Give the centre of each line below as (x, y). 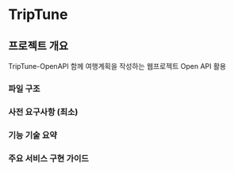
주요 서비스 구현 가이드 (49, 158)
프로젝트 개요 (38, 46)
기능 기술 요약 (33, 135)
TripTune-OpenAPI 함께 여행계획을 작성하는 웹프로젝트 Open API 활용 (117, 66)
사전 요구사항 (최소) (43, 112)
